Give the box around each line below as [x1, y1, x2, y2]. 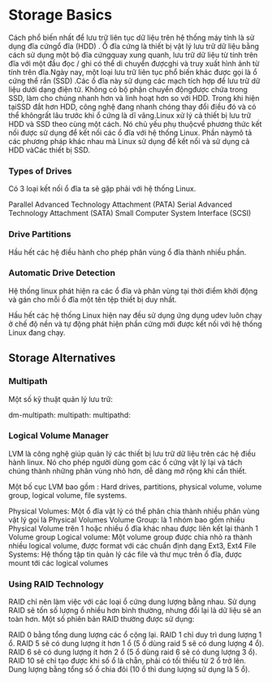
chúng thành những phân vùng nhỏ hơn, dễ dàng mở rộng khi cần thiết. [8, 466, 248, 475]
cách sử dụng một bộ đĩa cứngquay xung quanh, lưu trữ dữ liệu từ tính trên [8, 50, 258, 59]
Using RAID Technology [8, 578, 104, 589]
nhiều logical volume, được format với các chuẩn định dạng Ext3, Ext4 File [8, 540, 257, 550]
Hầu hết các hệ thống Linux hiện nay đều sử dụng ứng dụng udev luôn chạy [8, 310, 262, 320]
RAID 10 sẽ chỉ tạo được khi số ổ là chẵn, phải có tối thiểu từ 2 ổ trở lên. [8, 656, 246, 666]
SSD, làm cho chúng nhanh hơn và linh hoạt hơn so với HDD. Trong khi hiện [8, 93, 260, 103]
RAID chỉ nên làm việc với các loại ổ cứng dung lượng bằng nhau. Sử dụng [8, 597, 257, 607]
